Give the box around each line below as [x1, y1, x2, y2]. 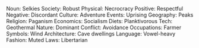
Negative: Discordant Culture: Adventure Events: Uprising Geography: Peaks [6, 11, 194, 18]
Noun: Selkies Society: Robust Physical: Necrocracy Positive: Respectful [6, 5, 183, 12]
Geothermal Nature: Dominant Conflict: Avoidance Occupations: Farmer [6, 24, 182, 31]
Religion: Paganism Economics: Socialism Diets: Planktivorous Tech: [6, 18, 173, 24]
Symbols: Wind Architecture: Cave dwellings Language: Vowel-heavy [6, 30, 176, 37]
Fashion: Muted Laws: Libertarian [6, 37, 88, 43]
